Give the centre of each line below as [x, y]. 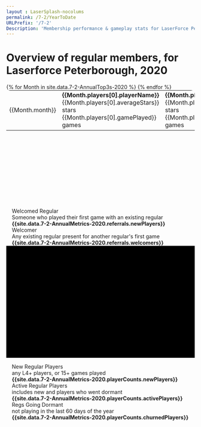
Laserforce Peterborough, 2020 [87, 71]
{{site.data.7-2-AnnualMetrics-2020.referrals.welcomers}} [88, 243]
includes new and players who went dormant [67, 392]
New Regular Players [37, 367]
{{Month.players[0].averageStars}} [111, 103]
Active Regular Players [39, 386]
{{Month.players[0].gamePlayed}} [109, 118]
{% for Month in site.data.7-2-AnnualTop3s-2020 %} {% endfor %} [89, 87]
